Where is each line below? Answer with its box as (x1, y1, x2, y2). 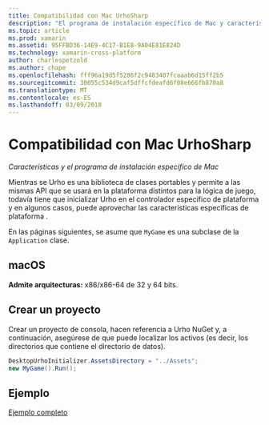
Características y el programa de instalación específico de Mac (8, 162, 219, 172)
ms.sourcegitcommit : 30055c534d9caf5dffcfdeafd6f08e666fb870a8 (8, 78, 224, 86)
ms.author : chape (8, 64, 66, 72)
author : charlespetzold (8, 57, 88, 65)
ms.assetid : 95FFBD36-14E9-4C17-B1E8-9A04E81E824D (8, 42, 181, 50)
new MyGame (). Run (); (8, 364, 78, 372)
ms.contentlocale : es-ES (8, 94, 91, 102)
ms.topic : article (8, 26, 70, 34)
